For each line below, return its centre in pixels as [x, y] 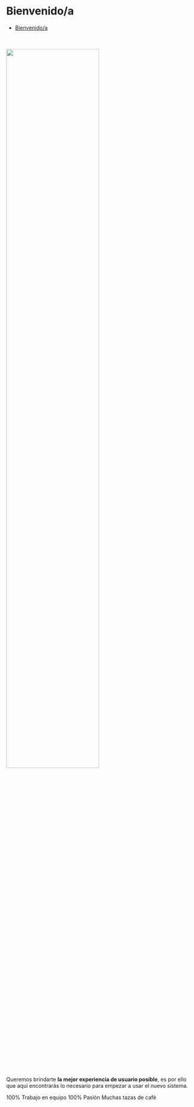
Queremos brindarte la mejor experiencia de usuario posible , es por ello [96, 1079]
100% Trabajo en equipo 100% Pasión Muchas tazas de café [81, 1097]
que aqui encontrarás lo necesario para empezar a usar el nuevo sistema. [97, 1085]
